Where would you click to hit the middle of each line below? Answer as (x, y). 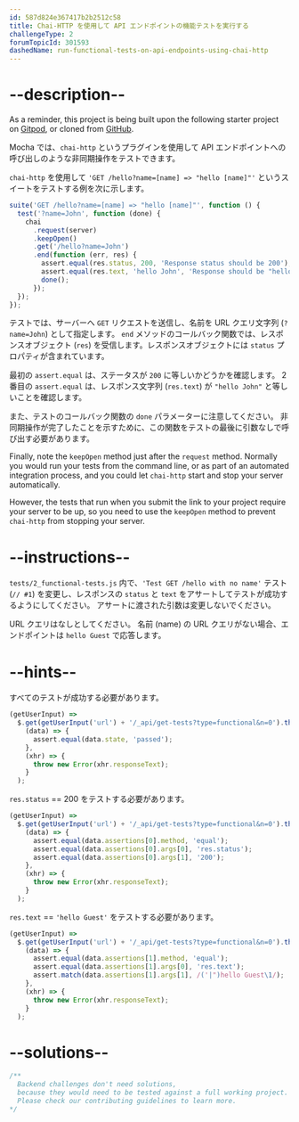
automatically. (35, 485)
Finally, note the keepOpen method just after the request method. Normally (143, 456)
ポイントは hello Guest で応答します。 (95, 635)
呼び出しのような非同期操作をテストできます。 (95, 159)
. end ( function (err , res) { (85, 255)
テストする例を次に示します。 (94, 189)
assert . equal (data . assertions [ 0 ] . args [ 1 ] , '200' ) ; (129, 857)
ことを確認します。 (52, 397)
